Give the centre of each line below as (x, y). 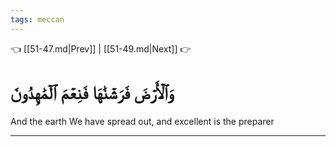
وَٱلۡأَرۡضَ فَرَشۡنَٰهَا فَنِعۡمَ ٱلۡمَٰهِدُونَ (91, 92)
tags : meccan (37, 19)
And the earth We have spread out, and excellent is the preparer (142, 121)
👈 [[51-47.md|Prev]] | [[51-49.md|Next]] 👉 (101, 48)
